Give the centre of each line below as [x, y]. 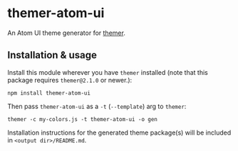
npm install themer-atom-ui [49, 93]
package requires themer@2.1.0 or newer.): [70, 80]
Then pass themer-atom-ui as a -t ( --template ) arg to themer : [97, 106]
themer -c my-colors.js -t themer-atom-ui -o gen [83, 119]
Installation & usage [52, 55]
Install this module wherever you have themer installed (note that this [108, 72]
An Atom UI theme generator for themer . [67, 33]
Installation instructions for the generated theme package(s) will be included [119, 132]
